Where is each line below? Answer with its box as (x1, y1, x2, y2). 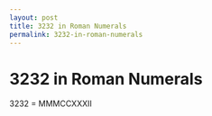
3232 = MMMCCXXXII (9, 98, 92, 109)
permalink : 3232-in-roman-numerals (9, 30, 143, 39)
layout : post (9, 13, 59, 22)
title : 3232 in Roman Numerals (9, 22, 127, 31)
